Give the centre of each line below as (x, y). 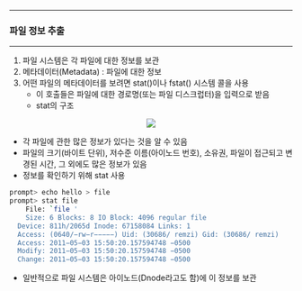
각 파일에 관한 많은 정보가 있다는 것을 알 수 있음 (105, 141)
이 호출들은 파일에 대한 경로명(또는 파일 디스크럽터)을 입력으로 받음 (152, 95)
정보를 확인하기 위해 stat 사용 (74, 176)
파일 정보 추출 (37, 31)
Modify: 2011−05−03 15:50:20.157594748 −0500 (104, 251)
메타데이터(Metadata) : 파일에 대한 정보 (92, 72)
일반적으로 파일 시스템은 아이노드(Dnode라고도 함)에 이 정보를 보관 (139, 278)
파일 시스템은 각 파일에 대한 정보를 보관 (91, 60)
